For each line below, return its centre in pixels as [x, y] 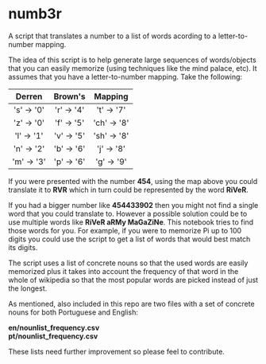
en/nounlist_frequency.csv [54, 327]
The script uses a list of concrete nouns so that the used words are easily [128, 263]
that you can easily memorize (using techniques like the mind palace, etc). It [133, 68]
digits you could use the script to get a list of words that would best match [129, 239]
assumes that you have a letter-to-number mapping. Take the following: [125, 76]
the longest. [28, 288]
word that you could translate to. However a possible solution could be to [128, 213]
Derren [29, 96]
